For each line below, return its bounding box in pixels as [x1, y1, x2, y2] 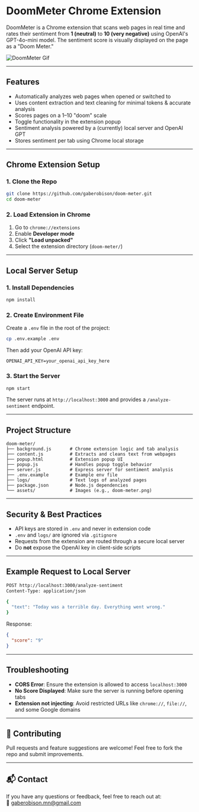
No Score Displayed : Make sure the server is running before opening [14, 687, 184, 694]
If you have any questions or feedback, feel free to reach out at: [6, 793, 162, 800]
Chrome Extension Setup [6, 160, 101, 170]
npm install [6, 297, 36, 303]
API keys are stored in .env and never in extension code [14, 525, 151, 532]
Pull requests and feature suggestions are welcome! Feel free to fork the [6, 744, 182, 751]
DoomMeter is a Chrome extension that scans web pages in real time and [6, 24, 185, 31]
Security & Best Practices [6, 509, 102, 519]
